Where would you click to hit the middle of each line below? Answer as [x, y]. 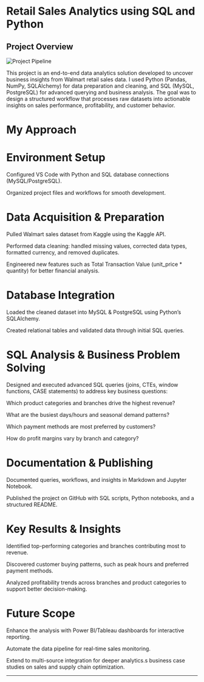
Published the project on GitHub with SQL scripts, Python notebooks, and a [100, 498]
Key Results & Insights [64, 529]
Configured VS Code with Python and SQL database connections [88, 175]
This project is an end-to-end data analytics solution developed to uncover [100, 73]
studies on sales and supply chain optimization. [66, 667]
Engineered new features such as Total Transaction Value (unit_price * [94, 264]
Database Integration [61, 295]
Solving [26, 368]
